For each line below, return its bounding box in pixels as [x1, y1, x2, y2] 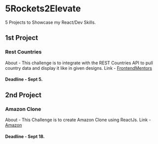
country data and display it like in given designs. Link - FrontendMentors [5, 65, 152, 71]
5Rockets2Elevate [5, 3, 81, 14]
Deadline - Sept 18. [5, 133, 45, 139]
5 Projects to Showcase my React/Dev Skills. [5, 19, 96, 25]
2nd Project [5, 91, 42, 99]
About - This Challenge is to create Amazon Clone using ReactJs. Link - [5, 117, 152, 123]
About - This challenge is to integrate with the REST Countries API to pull [5, 60, 153, 66]
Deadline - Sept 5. [5, 76, 43, 82]
